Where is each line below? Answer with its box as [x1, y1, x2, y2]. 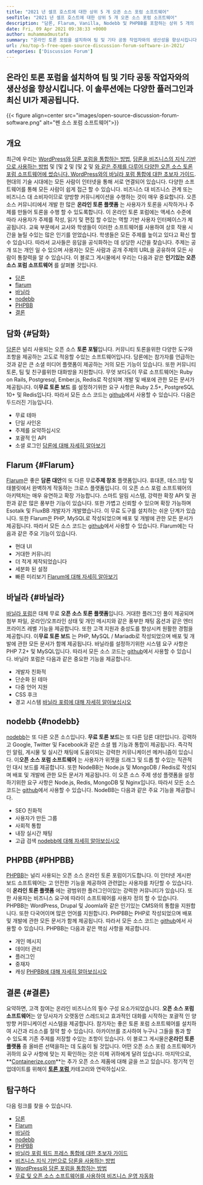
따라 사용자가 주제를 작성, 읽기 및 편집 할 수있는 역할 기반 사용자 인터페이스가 [6, 216, 187, 223]
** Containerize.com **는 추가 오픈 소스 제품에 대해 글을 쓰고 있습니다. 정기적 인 [6, 1058, 195, 1065]
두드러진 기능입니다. [6, 398, 53, 406]
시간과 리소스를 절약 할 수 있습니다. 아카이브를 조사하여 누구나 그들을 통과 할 [12, 1027, 192, 1035]
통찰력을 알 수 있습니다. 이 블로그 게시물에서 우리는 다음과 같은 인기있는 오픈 [17, 254, 196, 261]
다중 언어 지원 [14, 683, 48, 690]
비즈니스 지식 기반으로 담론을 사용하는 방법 [14, 1157, 116, 1164]
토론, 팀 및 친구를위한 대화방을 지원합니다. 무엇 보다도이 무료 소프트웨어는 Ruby [6, 368, 193, 376]
